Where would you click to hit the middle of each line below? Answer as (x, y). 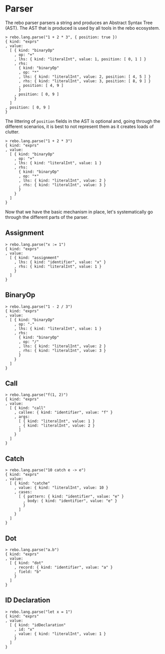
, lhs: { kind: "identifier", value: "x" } (60, 262)
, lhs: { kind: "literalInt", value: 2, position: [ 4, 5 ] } (84, 77)
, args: (22, 417)
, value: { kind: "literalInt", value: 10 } (61, 488)
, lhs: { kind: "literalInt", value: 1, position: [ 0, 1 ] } (80, 59)
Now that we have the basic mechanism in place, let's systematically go (79, 212)
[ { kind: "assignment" (34, 257)
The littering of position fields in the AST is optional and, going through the (83, 121)
